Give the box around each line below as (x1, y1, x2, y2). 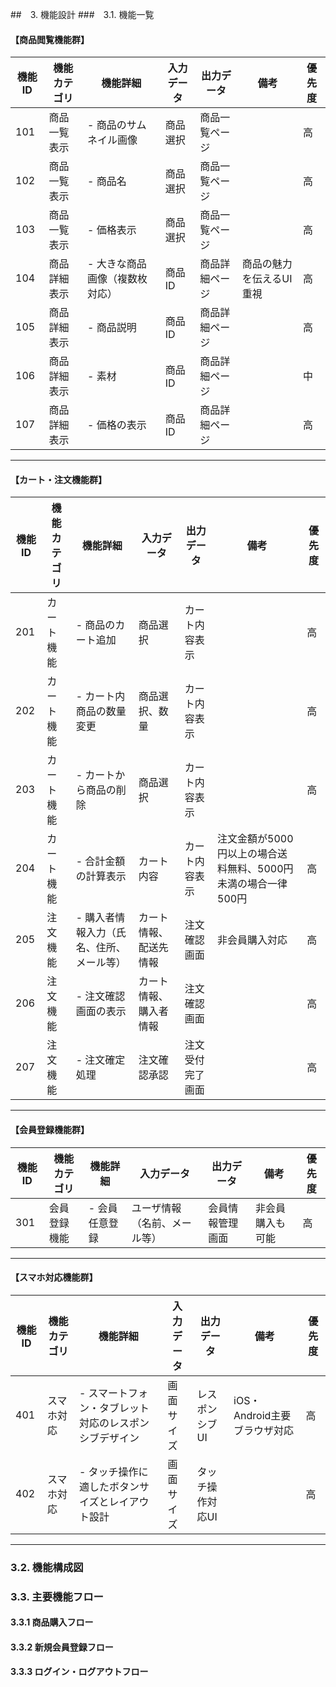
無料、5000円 (227, 862, 294, 876)
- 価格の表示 (87, 418, 147, 432)
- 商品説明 (87, 321, 137, 335)
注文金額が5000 (217, 832, 294, 846)
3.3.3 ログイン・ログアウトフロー (10, 1666, 149, 1678)
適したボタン (78, 1479, 140, 1493)
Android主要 (233, 1408, 292, 1422)
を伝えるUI (241, 272, 293, 286)
